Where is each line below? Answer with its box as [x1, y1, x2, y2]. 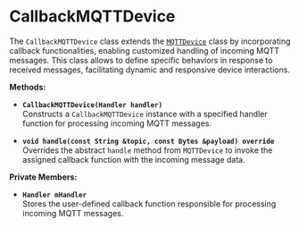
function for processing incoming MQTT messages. [21, 118, 212, 129]
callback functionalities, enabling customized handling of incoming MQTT [9, 45, 279, 55]
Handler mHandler [21, 190, 87, 199]
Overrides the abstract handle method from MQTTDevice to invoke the [21, 145, 273, 156]
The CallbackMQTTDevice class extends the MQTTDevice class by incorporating [9, 36, 291, 46]
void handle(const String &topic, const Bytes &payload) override [21, 137, 275, 146]
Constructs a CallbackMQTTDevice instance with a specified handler [21, 108, 268, 119]
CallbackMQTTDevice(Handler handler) [21, 100, 163, 109]
